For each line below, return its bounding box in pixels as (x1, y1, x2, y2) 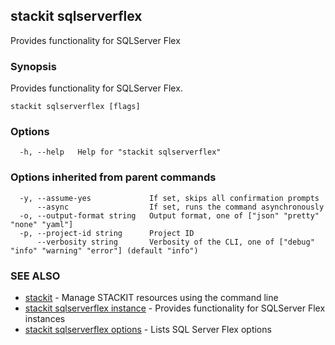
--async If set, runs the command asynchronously (36, 202, 325, 212)
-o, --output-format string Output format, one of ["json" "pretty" (19, 210, 320, 221)
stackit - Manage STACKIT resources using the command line (24, 292, 279, 303)
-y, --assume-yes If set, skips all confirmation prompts (19, 193, 320, 203)
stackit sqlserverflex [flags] (10, 102, 141, 112)
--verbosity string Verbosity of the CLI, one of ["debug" (36, 237, 315, 247)
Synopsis (10, 59, 57, 73)
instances (24, 313, 66, 324)
